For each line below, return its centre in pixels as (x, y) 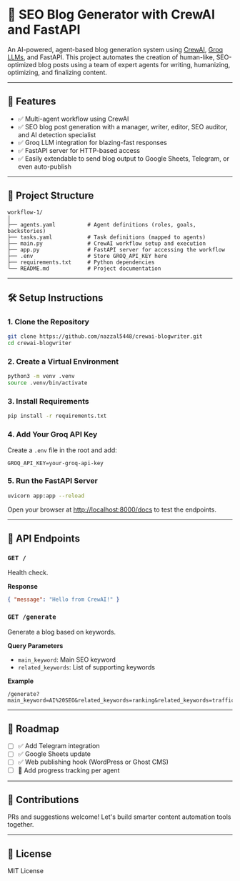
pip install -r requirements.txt (57, 416)
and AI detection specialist (57, 134)
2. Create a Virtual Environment (63, 362)
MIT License (26, 871)
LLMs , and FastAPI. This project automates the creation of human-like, (111, 57)
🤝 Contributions (43, 800)
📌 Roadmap (33, 728)
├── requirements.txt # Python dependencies (81, 262)
